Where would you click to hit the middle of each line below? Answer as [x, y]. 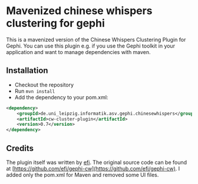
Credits [20, 148]
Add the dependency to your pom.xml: [61, 97]
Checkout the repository [44, 85]
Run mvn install [35, 91]
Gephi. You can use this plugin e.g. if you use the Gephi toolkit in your [91, 46]
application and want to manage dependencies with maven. [79, 52]
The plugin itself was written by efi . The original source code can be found [97, 162]
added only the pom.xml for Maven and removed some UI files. [82, 175]
